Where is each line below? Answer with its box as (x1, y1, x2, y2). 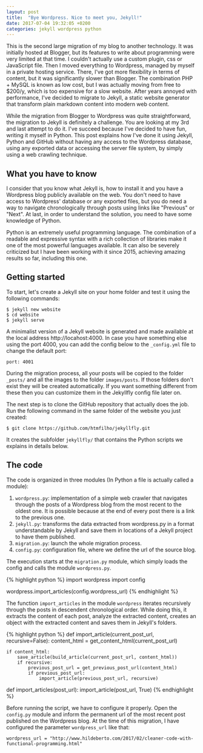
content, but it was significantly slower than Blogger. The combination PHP (6, 75, 193, 82)
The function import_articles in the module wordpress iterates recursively (6, 599, 191, 607)
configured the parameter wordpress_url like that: (6, 723, 130, 731)
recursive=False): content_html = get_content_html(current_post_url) (6, 637, 178, 644)
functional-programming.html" (6, 740, 83, 747)
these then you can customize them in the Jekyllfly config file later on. (6, 389, 182, 396)
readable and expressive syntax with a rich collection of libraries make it (6, 235, 187, 243)
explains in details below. (6, 442, 68, 449)
